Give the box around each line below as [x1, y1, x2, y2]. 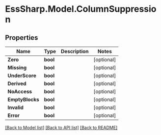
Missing [7, 64, 27, 71]
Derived [7, 80, 27, 87]
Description [60, 48, 89, 54]
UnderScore [7, 72, 37, 79]
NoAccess [7, 88, 32, 95]
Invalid [7, 104, 24, 111]
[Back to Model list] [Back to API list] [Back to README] [5, 125, 118, 131]
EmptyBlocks [7, 96, 39, 103]
